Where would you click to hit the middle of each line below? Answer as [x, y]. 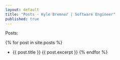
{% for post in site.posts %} [34, 43]
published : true [22, 19]
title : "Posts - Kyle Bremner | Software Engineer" [60, 14]
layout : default [22, 10]
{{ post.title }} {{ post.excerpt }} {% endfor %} [60, 52]
